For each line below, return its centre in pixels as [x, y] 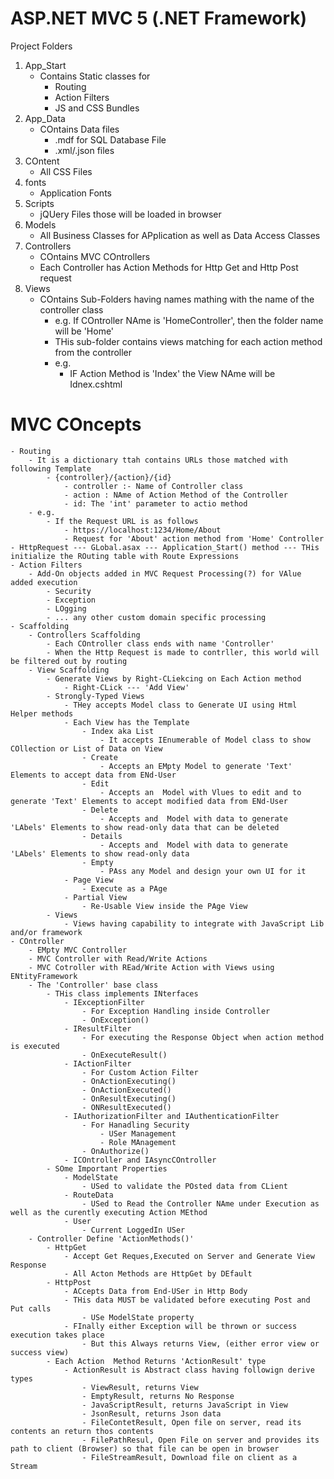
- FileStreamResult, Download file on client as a [189, 1457]
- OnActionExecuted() [126, 1090]
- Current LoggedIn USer [133, 1230]
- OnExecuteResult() [124, 1055]
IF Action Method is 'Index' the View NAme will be [172, 373]
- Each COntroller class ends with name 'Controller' [160, 643]
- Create [99, 757]
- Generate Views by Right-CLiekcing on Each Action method [174, 678]
